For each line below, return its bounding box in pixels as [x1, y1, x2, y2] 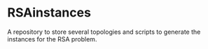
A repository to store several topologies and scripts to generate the [7, 28, 201, 36]
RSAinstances [7, 5, 91, 21]
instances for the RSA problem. [7, 35, 97, 43]
